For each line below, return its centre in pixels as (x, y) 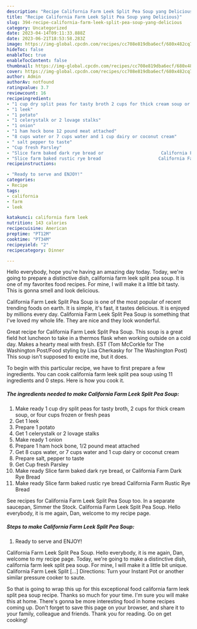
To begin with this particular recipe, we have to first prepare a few (86, 368)
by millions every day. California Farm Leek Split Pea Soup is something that (98, 314)
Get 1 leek (27, 421)
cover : (15, 71)
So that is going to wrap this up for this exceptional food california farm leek (98, 589)
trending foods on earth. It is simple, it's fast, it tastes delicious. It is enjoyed (98, 308)
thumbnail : (20, 66)
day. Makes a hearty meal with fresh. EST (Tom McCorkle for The (85, 344)
